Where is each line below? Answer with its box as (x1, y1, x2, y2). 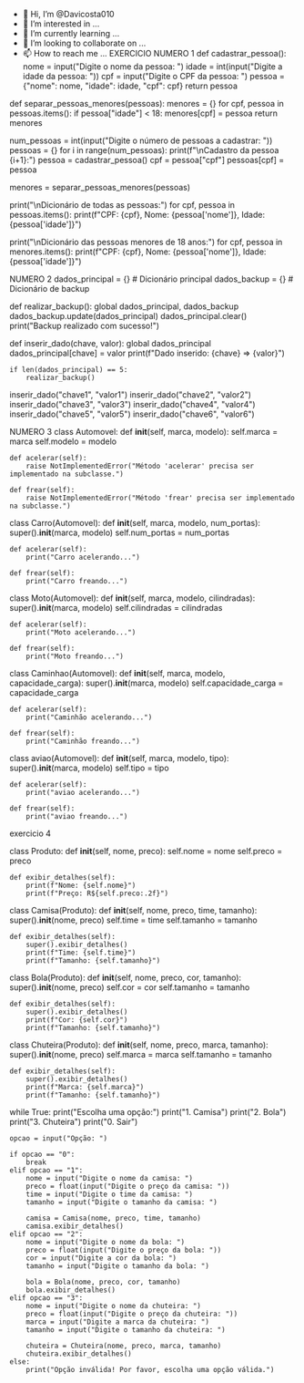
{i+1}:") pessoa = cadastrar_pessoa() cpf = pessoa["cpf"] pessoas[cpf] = (9, 155, 285, 165)
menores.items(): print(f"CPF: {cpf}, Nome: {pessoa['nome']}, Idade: (9, 246, 267, 257)
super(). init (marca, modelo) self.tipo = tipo (9, 762, 170, 773)
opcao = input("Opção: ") (9, 1134, 107, 1143)
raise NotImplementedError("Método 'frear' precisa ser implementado (25, 493, 296, 502)
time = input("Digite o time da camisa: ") (25, 1190, 194, 1199)
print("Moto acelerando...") (25, 628, 137, 637)
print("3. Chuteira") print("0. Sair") (9, 1117, 138, 1127)
